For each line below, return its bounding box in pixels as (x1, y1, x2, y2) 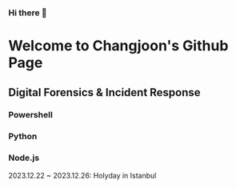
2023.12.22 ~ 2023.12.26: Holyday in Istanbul (8, 170, 157, 180)
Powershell (8, 110, 54, 121)
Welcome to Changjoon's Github (8, 37, 229, 55)
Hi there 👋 (8, 7, 48, 18)
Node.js (8, 152, 40, 163)
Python (8, 131, 38, 142)
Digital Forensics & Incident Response (8, 86, 202, 99)
